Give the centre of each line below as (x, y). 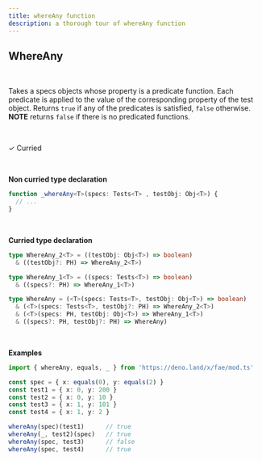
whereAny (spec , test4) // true (70, 449)
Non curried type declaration (58, 179)
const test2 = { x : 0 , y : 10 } (61, 397)
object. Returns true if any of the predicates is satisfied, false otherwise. (130, 108)
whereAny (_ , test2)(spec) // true (70, 434)
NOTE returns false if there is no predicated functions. (100, 117)
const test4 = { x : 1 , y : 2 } (59, 413)
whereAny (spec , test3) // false (72, 442)
